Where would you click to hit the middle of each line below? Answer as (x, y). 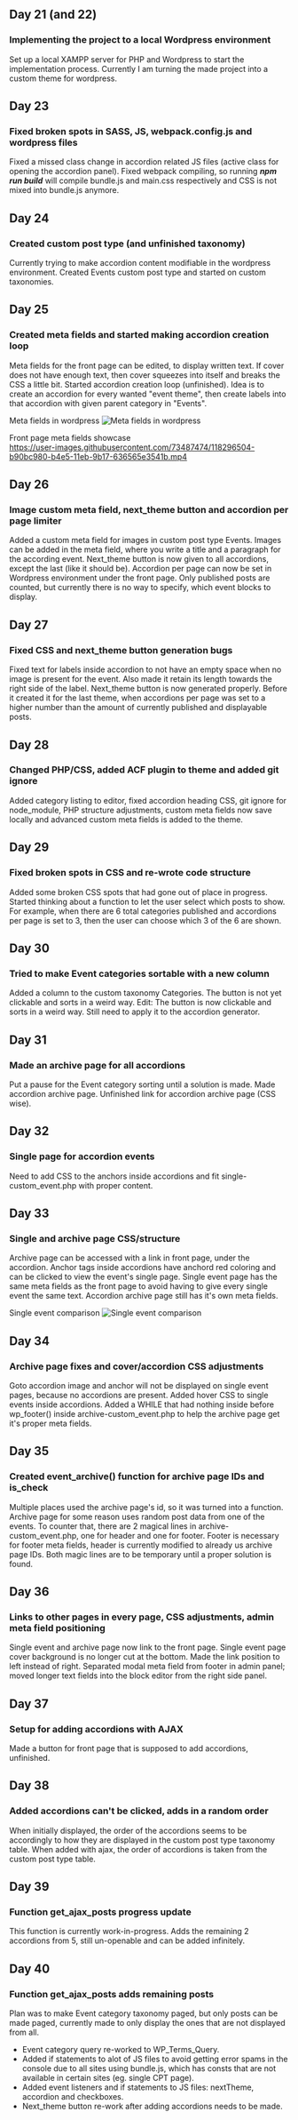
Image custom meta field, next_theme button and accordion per (149, 510)
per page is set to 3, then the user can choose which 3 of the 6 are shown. (145, 920)
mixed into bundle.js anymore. (64, 190)
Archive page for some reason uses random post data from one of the (137, 1516)
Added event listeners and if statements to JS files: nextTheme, (138, 2087)
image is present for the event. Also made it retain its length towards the (141, 679)
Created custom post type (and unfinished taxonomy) (127, 244)
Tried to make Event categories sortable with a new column (140, 973)
